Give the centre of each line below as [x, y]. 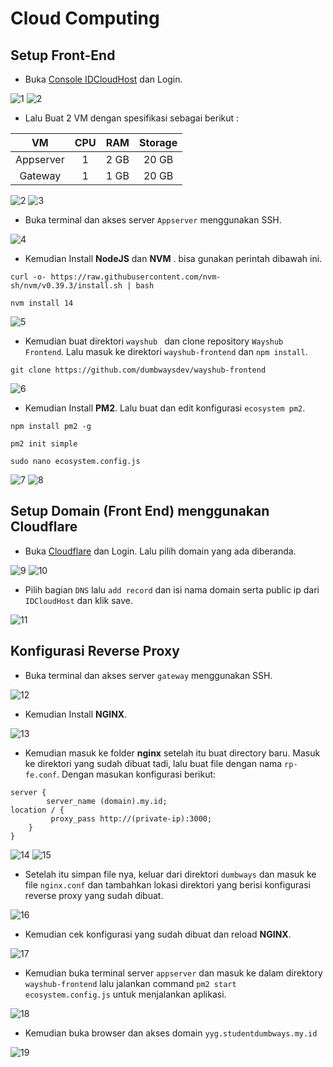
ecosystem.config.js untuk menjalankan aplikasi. [125, 994]
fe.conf [40, 775]
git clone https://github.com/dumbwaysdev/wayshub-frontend [138, 370]
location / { [37, 810]
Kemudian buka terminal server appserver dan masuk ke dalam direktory [173, 973]
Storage [158, 142]
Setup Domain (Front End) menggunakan [140, 511]
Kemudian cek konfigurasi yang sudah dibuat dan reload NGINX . [158, 934]
